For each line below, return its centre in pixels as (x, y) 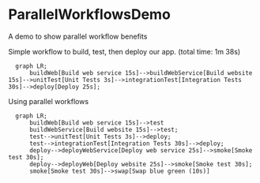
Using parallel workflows (49, 101)
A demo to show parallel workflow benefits (78, 36)
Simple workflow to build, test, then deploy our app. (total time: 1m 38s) (124, 51)
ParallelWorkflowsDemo (90, 15)
